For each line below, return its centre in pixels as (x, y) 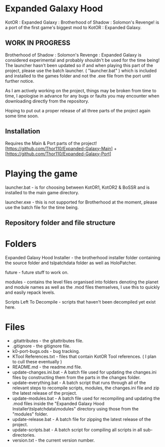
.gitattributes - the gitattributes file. (48, 341)
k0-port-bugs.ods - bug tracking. (46, 351)
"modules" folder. (30, 414)
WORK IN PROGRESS (38, 43)
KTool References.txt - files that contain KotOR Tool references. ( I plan (84, 356)
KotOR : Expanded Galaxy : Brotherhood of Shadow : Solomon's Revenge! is (82, 22)
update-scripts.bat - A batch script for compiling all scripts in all (77, 430)
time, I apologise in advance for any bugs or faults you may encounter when (82, 96)
